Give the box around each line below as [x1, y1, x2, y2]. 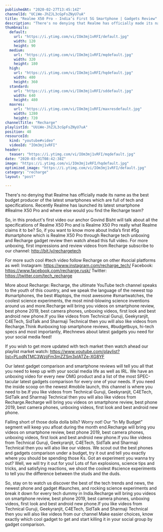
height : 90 [14, 43, 36, 48]
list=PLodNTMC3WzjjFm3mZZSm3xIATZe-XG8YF [5, 354, 105, 359]
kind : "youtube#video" [9, 138, 55, 143]
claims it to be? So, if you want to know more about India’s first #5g [5, 227, 139, 233]
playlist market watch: [5, 349, 49, 354]
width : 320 [14, 57, 36, 62]
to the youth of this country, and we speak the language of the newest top [5, 287, 153, 293]
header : [5, 147, 21, 152]
